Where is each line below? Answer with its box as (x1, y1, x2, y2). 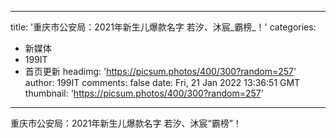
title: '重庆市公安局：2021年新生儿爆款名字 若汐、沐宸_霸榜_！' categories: (10, 21, 317, 33)
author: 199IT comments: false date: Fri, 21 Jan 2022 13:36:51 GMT (24, 77, 301, 88)
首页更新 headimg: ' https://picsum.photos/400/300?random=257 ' (24, 66, 297, 77)
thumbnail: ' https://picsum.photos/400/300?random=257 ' (24, 87, 264, 99)
